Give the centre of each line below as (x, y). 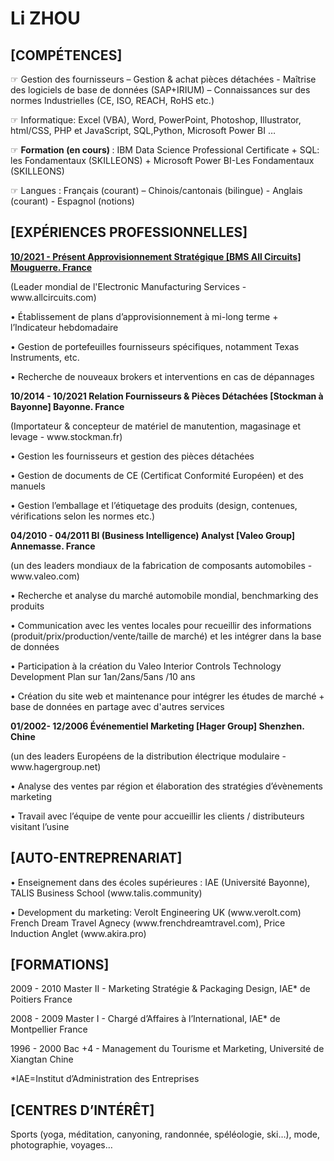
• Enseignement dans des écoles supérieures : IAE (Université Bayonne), (160, 882)
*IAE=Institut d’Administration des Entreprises (105, 1079)
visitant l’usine (40, 826)
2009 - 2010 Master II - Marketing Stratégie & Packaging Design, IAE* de (160, 989)
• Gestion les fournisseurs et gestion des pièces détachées (132, 456)
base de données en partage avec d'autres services (117, 706)
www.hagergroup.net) (56, 766)
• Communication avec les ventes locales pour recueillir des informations (161, 625)
